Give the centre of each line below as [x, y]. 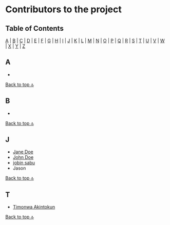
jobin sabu [24, 163]
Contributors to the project [64, 9]
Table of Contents [35, 28]
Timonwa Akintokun [34, 207]
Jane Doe [23, 152]
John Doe [23, 157]
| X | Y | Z [15, 46]
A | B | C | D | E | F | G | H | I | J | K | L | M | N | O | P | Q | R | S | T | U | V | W [85, 40]
